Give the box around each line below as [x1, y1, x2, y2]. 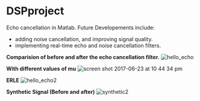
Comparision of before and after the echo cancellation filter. [6, 53, 160, 60]
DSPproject [6, 4, 64, 18]
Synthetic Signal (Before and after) [6, 88, 95, 95]
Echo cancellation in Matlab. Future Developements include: [6, 24, 155, 31]
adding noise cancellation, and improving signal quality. [14, 35, 153, 42]
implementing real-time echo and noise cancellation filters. [14, 42, 161, 49]
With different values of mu [6, 65, 77, 72]
